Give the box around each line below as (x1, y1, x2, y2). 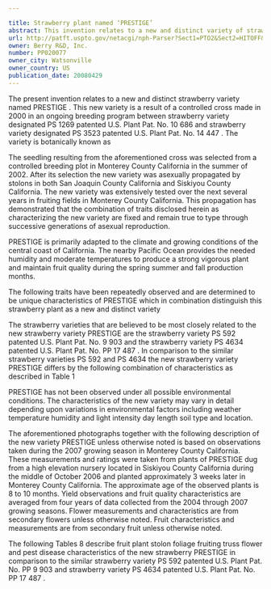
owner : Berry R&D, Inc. (8, 41, 89, 49)
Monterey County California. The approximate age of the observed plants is (8, 480, 260, 489)
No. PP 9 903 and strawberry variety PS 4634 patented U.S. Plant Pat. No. (8, 564, 256, 574)
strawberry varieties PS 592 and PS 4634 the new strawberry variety (8, 354, 239, 364)
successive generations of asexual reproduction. (8, 221, 171, 231)
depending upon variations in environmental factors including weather (8, 404, 242, 413)
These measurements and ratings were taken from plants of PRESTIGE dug (8, 454, 258, 464)
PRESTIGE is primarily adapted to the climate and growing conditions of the (8, 236, 259, 247)
